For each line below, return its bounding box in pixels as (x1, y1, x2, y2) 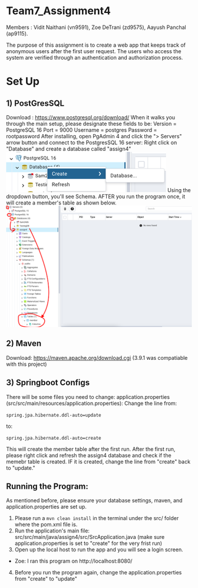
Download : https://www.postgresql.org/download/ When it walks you (6, 113, 176, 121)
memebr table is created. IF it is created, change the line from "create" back (6, 458, 190, 465)
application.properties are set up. (6, 503, 87, 511)
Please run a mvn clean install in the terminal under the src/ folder (14, 515, 179, 522)
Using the (167, 186, 191, 193)
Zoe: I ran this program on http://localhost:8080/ (14, 557, 133, 565)
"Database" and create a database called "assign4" (6, 145, 131, 152)
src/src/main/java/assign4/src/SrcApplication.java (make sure (14, 534, 165, 541)
